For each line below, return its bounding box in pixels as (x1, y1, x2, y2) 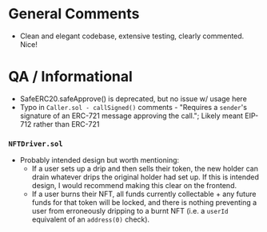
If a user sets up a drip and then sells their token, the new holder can (31, 164, 258, 174)
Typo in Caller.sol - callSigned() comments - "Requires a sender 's (19, 102, 248, 112)
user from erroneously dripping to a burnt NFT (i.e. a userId (31, 206, 229, 216)
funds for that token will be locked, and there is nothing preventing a (31, 198, 257, 207)
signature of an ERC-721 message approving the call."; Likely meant (19, 111, 244, 120)
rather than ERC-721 (33, 119, 100, 128)
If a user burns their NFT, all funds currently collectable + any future (31, 189, 257, 199)
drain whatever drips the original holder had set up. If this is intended (31, 172, 260, 182)
